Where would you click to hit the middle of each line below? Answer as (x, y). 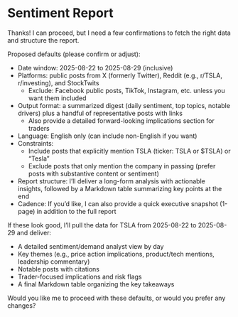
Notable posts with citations (59, 269)
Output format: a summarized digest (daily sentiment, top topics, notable (124, 105)
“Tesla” (39, 158)
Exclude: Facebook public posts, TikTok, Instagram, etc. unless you (126, 90)
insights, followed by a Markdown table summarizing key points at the (120, 188)
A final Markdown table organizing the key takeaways (96, 284)
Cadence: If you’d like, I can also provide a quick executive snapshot (118, 203)
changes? (22, 305)
